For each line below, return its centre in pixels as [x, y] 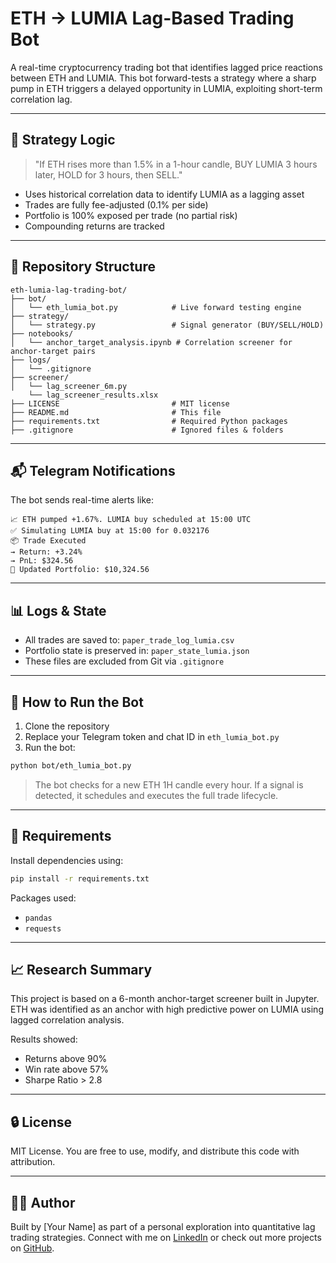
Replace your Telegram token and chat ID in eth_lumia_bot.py [152, 736]
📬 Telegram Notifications [93, 470]
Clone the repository [67, 726]
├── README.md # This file [116, 412]
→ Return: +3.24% [46, 552]
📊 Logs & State [58, 610]
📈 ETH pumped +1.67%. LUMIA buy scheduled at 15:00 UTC [131, 520]
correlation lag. [41, 99]
